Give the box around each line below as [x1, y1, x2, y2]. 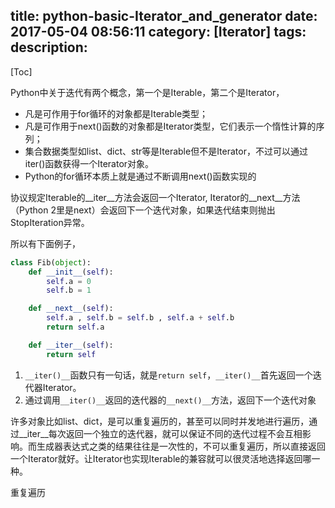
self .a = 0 [46, 276, 92, 286]
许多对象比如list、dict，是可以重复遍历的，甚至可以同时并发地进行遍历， [10, 415, 310, 427]
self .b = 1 [46, 285, 92, 296]
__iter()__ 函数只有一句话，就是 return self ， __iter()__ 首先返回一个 [24, 369, 313, 381]
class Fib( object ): [10, 257, 92, 268]
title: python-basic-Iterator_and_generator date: [10, 8, 318, 25]
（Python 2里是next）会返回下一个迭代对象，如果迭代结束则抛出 [10, 204, 276, 216]
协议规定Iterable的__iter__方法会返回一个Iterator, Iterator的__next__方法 [10, 191, 301, 203]
